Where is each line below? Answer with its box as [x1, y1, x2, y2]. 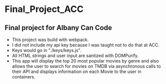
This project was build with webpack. [11, 36, 89, 42]
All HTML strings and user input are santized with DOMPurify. [11, 52, 139, 58]
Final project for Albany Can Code [4, 23, 112, 32]
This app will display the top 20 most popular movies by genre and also [11, 58, 159, 63]
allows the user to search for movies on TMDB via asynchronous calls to [11, 63, 161, 69]
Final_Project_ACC [4, 3, 83, 15]
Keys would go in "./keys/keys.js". [11, 47, 81, 53]
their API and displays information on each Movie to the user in [11, 68, 142, 74]
